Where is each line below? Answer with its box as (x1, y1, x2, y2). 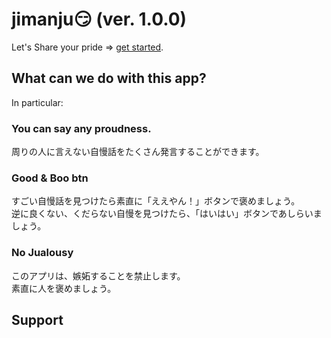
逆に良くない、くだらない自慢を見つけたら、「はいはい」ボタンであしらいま (11, 208, 323, 220)
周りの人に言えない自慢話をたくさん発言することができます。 (11, 146, 265, 158)
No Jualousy (11, 246, 74, 260)
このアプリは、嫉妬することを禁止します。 (11, 269, 186, 282)
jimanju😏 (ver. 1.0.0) (11, 8, 188, 31)
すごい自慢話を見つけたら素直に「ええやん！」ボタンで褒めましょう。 (11, 195, 301, 207)
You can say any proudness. (11, 121, 152, 135)
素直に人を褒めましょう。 (11, 282, 117, 294)
